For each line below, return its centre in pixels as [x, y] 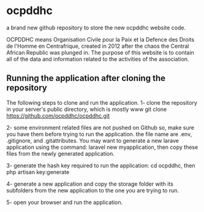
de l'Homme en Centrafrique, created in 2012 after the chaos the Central [98, 46]
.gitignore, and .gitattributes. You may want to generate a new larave [93, 140]
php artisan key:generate [38, 172]
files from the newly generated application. [61, 153]
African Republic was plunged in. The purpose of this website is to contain [100, 52]
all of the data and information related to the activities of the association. [98, 59]
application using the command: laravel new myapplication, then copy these [102, 147]
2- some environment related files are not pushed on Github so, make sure [100, 127]
